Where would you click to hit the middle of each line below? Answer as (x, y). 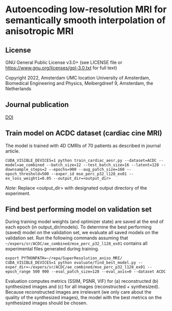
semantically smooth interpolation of (85, 20)
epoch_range (18, 272)
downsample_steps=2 (26, 169)
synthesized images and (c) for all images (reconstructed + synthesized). (82, 287)
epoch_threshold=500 (27, 174)
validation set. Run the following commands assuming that (67, 238)
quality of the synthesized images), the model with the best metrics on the (84, 298)
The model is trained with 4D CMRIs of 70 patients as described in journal (83, 146)
